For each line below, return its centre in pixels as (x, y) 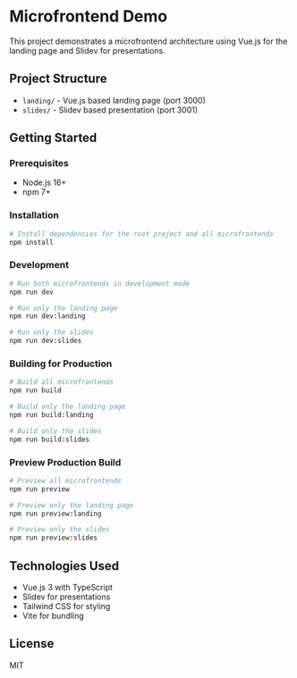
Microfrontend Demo (89, 17)
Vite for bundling (53, 615)
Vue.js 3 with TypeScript (68, 587)
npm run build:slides (50, 439)
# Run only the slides (51, 332)
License (32, 644)
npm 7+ (37, 192)
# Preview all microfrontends (66, 481)
